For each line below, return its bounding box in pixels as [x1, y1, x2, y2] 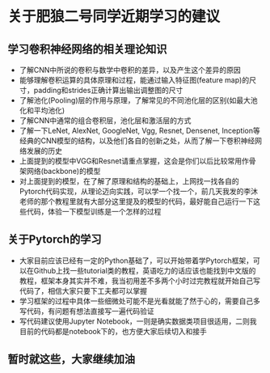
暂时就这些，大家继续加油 [7, 353, 135, 367]
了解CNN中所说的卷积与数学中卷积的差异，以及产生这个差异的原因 [19, 66, 242, 74]
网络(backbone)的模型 [26, 167, 101, 176]
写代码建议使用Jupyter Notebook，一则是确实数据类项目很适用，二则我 [19, 316, 257, 326]
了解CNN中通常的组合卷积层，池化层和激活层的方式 [19, 116, 192, 125]
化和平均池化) [19, 106, 65, 115]
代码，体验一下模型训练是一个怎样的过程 [26, 207, 162, 216]
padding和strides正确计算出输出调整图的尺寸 [33, 86, 184, 95]
